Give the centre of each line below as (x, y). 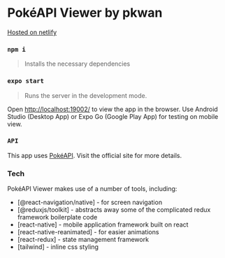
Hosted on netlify (32, 32)
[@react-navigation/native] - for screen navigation (90, 202)
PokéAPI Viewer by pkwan (85, 13)
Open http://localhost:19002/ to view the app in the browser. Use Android (112, 109)
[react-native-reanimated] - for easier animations (88, 232)
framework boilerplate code (57, 217)
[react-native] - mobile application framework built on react (103, 224)
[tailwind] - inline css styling (58, 247)
